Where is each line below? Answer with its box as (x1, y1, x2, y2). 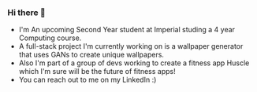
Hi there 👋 (7, 7, 47, 18)
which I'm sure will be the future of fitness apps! (18, 67, 176, 76)
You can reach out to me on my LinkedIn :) (18, 75, 157, 85)
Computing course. (18, 33, 82, 42)
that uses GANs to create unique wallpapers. (18, 50, 165, 60)
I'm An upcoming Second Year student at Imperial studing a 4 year (18, 25, 236, 35)
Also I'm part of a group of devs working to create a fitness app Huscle (18, 58, 250, 68)
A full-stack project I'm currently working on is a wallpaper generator (18, 42, 244, 51)
